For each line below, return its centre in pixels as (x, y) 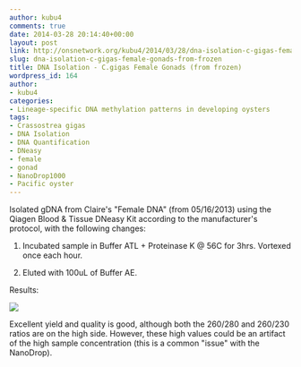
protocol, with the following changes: (77, 228)
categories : (31, 101)
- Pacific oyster (42, 184)
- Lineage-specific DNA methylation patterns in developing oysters (140, 109)
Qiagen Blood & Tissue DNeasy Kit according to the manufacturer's (133, 219)
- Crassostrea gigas (48, 126)
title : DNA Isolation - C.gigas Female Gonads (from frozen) (126, 68)
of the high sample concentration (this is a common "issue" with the (134, 343)
